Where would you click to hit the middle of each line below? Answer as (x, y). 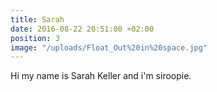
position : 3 (35, 38)
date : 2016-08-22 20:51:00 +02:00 (82, 29)
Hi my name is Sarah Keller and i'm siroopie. (101, 76)
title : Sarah (37, 19)
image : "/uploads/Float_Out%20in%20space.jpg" (109, 47)
